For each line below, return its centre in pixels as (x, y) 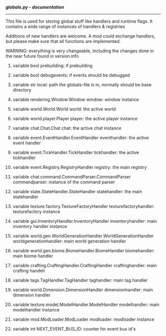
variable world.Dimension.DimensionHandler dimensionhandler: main (83, 290)
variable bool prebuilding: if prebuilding (52, 66)
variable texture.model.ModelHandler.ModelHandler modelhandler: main (86, 304)
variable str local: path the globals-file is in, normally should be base (82, 85)
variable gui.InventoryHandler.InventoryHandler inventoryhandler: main (85, 221)
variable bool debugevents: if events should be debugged (71, 75)
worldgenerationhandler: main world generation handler (69, 241)
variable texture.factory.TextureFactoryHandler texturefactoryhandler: (83, 206)
